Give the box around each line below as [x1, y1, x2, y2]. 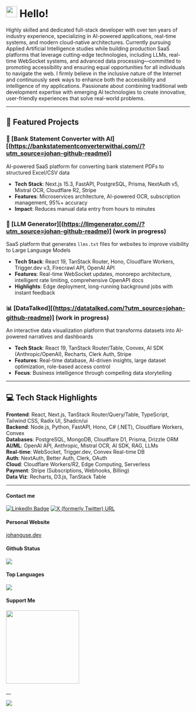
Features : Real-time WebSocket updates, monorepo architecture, [14, 270, 172, 278]
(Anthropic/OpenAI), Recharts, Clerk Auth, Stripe [14, 351, 132, 358]
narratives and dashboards [28, 333, 93, 340]
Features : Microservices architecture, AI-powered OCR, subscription [14, 193, 181, 200]
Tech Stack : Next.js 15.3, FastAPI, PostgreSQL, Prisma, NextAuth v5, [14, 180, 179, 187]
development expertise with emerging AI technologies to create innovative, [6, 88, 187, 95]
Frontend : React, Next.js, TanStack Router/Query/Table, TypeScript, [6, 411, 169, 418]
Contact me [6, 492, 35, 499]
